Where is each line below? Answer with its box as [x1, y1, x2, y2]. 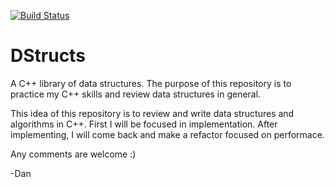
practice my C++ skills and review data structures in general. [10, 88, 262, 100]
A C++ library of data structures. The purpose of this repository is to [10, 77, 292, 89]
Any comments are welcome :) [10, 148, 137, 160]
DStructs [10, 45, 86, 67]
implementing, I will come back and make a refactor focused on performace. [10, 128, 325, 140]
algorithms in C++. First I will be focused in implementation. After [10, 118, 278, 130]
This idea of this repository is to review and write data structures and [10, 107, 295, 119]
